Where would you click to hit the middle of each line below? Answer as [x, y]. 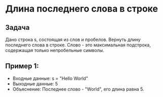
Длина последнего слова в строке [82, 9]
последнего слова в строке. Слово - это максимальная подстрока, [78, 45]
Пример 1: [22, 66]
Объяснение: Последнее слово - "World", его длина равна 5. [78, 89]
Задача [17, 28]
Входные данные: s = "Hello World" [50, 78]
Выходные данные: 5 [35, 83]
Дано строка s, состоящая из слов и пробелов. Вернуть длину [73, 39]
